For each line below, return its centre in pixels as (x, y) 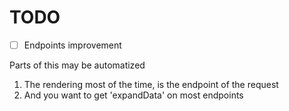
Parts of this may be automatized (77, 65)
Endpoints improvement (72, 45)
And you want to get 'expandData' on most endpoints (133, 95)
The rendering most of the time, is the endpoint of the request (151, 84)
